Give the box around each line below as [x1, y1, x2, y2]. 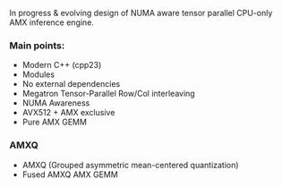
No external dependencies [21, 79, 121, 89]
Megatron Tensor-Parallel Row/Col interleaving [21, 89, 195, 99]
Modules [21, 69, 56, 80]
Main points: [9, 39, 65, 52]
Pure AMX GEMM [21, 116, 88, 128]
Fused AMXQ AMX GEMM [21, 169, 118, 180]
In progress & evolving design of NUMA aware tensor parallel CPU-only [9, 8, 273, 18]
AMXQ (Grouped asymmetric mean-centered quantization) [21, 159, 239, 170]
